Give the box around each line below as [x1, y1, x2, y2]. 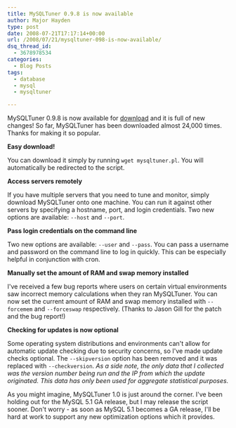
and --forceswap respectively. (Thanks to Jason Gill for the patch [34, 305, 222, 313]
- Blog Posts [13, 62, 52, 69]
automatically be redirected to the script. [7, 163, 125, 172]
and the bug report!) [7, 312, 66, 321]
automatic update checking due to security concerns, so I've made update [7, 347, 223, 355]
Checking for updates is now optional [7, 326, 119, 334]
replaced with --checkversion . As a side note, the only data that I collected [7, 362, 224, 370]
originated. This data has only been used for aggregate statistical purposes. [7, 377, 229, 385]
